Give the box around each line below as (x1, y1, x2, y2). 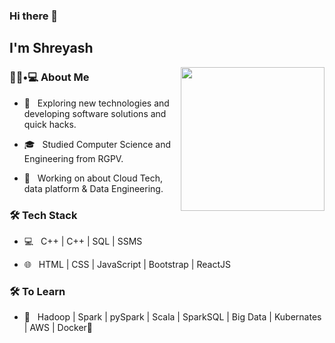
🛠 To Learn (9, 284, 66, 298)
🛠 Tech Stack (9, 208, 78, 222)
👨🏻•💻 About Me (9, 70, 90, 84)
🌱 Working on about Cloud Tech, (23, 172, 164, 184)
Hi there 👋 (9, 9, 59, 23)
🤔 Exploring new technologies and (23, 97, 170, 109)
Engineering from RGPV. (23, 152, 124, 164)
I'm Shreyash (9, 40, 94, 57)
